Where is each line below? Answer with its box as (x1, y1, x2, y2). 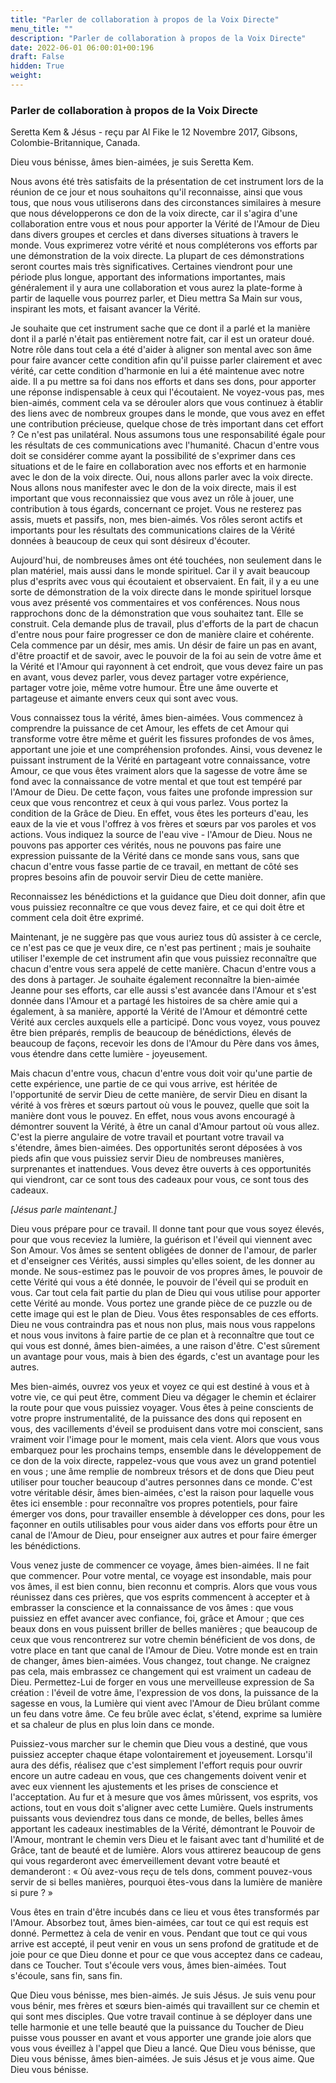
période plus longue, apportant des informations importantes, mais (10, 271, 286, 283)
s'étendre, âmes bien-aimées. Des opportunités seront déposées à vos (10, 1142, 303, 1154)
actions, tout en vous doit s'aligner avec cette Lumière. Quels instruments (10, 1802, 314, 1814)
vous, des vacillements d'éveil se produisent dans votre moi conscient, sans (10, 1423, 324, 1435)
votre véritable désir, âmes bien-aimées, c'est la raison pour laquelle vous (10, 1487, 315, 1499)
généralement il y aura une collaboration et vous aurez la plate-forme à (10, 282, 303, 294)
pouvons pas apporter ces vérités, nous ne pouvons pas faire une (10, 839, 282, 851)
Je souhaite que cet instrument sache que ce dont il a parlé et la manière (10, 322, 311, 335)
